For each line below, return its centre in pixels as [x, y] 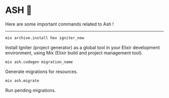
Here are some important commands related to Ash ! [60, 24]
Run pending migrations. [31, 90]
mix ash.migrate [22, 80]
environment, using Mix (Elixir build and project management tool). [74, 52]
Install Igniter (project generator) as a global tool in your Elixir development [82, 47]
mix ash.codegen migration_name [39, 62]
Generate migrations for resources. [41, 71]
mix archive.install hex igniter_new [45, 38]
